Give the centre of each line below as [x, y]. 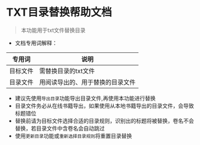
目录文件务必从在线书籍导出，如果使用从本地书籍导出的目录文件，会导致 [104, 105]
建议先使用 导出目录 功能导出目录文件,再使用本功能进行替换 [85, 98]
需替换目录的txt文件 [67, 71]
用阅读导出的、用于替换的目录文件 [88, 82]
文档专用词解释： [36, 43]
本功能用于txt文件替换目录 [53, 30]
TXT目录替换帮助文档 [59, 12]
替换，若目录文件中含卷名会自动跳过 [60, 128]
